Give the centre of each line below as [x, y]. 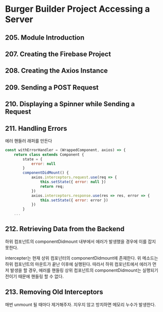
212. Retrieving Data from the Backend [65, 229]
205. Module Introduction [45, 37]
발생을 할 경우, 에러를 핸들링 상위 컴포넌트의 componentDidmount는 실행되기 [84, 270]
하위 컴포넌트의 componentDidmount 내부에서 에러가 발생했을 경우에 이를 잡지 [81, 241]
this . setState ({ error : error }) [74, 200]
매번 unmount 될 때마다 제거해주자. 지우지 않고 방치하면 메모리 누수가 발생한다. [81, 304]
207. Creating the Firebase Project [58, 54]
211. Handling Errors [36, 128]
